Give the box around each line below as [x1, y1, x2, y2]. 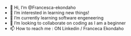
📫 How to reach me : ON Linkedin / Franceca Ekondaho [9, 26, 124, 31]
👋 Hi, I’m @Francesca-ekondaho [9, 5, 76, 10]
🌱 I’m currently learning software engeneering [9, 15, 104, 20]
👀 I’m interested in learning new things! [9, 10, 89, 16]
